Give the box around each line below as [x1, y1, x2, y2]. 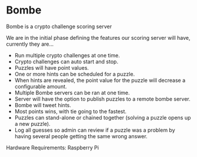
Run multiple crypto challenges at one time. [14, 52, 121, 59]
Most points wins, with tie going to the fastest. [14, 108, 127, 115]
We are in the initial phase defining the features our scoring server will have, [6, 34, 191, 41]
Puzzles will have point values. [14, 64, 89, 71]
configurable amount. [14, 83, 67, 90]
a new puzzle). [14, 120, 51, 127]
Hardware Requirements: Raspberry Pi [6, 144, 99, 151]
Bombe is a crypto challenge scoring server [6, 23, 112, 30]
